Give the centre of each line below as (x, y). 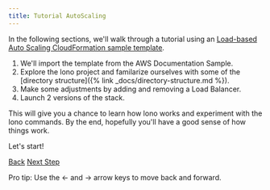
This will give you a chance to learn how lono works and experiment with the (135, 113)
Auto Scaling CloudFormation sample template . (87, 47)
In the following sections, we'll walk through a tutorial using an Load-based (133, 39)
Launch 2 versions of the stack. (72, 97)
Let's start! (26, 146)
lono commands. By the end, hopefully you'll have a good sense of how (127, 121)
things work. (29, 130)
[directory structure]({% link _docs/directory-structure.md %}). (125, 80)
